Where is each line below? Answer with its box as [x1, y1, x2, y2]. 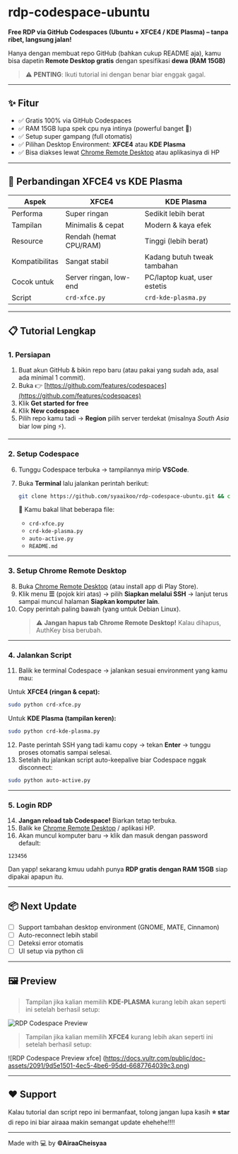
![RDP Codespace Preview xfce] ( [8, 1053, 105, 1062]
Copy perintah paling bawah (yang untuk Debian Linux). [18, 605, 181, 613]
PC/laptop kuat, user [144, 272, 213, 282]
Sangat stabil [65, 256, 109, 266]
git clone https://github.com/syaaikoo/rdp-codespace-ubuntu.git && [18, 493, 225, 500]
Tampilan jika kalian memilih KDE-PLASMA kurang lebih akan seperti [25, 998, 227, 1006]
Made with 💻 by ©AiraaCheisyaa [8, 1138, 107, 1147]
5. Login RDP [8, 800, 52, 810]
